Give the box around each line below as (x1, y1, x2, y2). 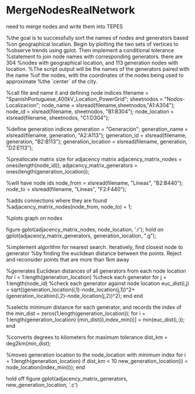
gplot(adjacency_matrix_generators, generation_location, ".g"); (6, 232, 156, 239)
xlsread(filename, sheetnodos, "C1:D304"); (6, 114, 110, 121)
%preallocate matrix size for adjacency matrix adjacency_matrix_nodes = (6, 155, 182, 162)
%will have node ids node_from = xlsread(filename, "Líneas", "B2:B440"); (6, 179, 183, 186)
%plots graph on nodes (6, 215, 62, 222)
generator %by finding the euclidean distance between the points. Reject (6, 250, 182, 257)
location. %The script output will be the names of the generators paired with (6, 65, 190, 72)
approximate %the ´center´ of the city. (6, 77, 97, 85)
